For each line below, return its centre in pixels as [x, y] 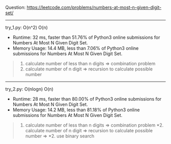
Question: [16, 7]
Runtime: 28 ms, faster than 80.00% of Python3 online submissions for [87, 99]
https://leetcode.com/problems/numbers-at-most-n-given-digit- [94, 7]
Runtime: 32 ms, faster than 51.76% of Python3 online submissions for [86, 37]
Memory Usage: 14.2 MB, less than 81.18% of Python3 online [76, 110]
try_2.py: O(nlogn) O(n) [29, 89]
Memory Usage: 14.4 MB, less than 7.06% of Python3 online [76, 48]
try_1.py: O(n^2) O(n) [27, 27]
